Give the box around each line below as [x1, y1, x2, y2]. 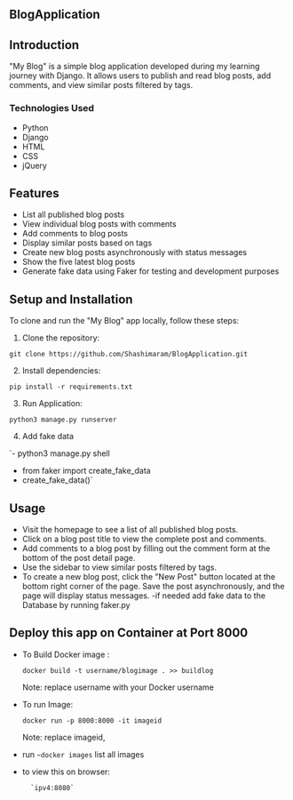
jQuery [21, 160, 47, 171]
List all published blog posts [21, 209, 125, 220]
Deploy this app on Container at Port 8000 [9, 626, 249, 641]
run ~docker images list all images [21, 748, 145, 759]
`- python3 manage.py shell [9, 448, 111, 459]
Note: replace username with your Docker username [21, 682, 215, 692]
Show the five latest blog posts [21, 257, 136, 268]
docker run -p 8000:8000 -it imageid [21, 716, 162, 725]
